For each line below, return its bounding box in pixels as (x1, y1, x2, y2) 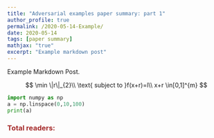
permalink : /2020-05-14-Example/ (7, 23, 104, 30)
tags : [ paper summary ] (7, 36, 73, 43)
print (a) (7, 107, 33, 114)
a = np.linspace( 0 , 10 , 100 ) (7, 101, 85, 108)
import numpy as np (7, 94, 64, 101)
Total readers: (7, 124, 55, 133)
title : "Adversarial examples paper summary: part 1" (7, 10, 166, 17)
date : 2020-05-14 (7, 29, 57, 37)
